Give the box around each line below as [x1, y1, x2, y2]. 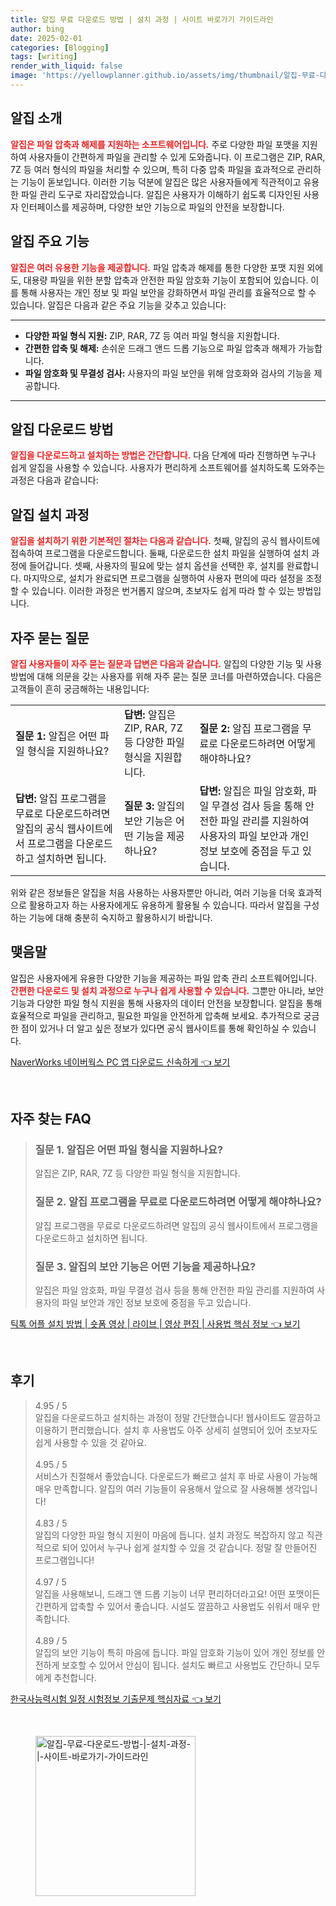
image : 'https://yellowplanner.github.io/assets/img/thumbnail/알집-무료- [10, 71, 320, 81]
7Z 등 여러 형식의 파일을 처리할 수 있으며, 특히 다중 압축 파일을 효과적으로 [10, 163, 295, 175]
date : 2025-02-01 [10, 33, 83, 43]
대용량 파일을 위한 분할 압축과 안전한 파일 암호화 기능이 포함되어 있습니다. [23, 274, 309, 286]
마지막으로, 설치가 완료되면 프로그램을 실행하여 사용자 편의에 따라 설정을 [23, 572, 304, 585]
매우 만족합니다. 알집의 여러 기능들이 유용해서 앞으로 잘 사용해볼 [34, 1482, 283, 1495]
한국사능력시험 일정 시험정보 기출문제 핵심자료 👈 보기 [10, 1692, 222, 1705]
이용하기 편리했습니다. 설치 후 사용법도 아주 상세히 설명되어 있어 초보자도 [34, 1424, 318, 1436]
